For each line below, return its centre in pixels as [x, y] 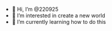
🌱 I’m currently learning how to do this [59, 22]
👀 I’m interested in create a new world [58, 15]
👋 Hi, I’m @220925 [35, 9]
